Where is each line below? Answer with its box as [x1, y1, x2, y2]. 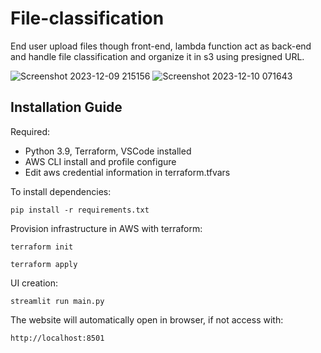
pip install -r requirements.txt [10, 205, 150, 215]
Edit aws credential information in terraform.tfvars [24, 166, 231, 178]
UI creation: [10, 277, 58, 289]
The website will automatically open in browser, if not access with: [10, 313, 284, 326]
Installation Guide [10, 99, 123, 116]
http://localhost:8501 [10, 333, 105, 343]
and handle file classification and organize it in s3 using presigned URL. [10, 50, 305, 62]
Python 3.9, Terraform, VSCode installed [24, 145, 192, 157]
